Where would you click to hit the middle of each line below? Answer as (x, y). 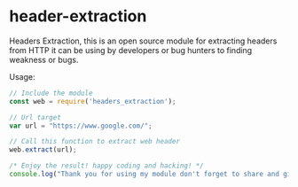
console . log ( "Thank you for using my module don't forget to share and (144, 175)
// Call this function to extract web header (94, 142)
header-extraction (78, 16)
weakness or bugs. (44, 59)
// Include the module (51, 93)
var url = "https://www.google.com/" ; (81, 126)
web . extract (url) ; (43, 150)
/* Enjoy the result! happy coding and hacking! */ (106, 166)
